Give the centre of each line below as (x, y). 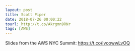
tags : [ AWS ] (18, 29)
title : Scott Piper (26, 15)
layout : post (19, 10)
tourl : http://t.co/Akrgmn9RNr (38, 24)
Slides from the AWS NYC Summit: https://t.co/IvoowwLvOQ (67, 43)
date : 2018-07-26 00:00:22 (33, 19)
